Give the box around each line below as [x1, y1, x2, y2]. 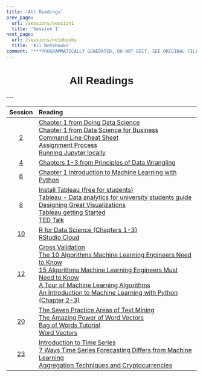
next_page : [6, 31, 34, 38]
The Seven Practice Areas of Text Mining [39, 306, 155, 314]
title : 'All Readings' [6, 8, 63, 15]
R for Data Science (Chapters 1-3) [39, 225, 138, 234]
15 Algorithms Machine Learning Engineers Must [39, 266, 178, 274]
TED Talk [39, 215, 65, 224]
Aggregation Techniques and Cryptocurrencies [39, 361, 172, 369]
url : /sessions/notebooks [11, 37, 77, 43]
